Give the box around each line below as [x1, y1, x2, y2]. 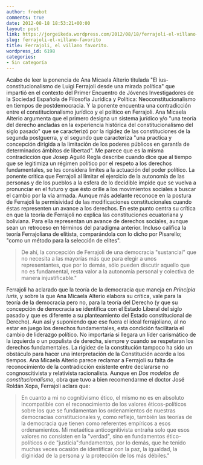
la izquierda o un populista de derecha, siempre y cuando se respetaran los [6, 337, 194, 345]
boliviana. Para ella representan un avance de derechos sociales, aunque [6, 217, 188, 224]
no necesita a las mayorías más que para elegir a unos [21, 255, 157, 262]
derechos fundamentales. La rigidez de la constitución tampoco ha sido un [6, 343, 193, 351]
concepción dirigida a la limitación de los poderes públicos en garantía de [6, 140, 190, 148]
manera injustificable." [21, 274, 77, 281]
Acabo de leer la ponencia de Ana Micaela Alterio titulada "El [6, 76, 158, 83]
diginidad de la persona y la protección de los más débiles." [21, 452, 170, 459]
